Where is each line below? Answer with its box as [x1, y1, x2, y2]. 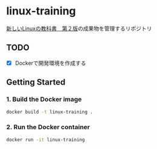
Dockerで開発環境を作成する [14, 59, 86, 67]
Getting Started [6, 77, 66, 88]
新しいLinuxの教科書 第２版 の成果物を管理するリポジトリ [6, 25, 152, 32]
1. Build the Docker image [6, 95, 82, 103]
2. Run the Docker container [6, 123, 91, 132]
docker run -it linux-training [6, 136, 85, 142]
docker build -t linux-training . [6, 109, 94, 115]
